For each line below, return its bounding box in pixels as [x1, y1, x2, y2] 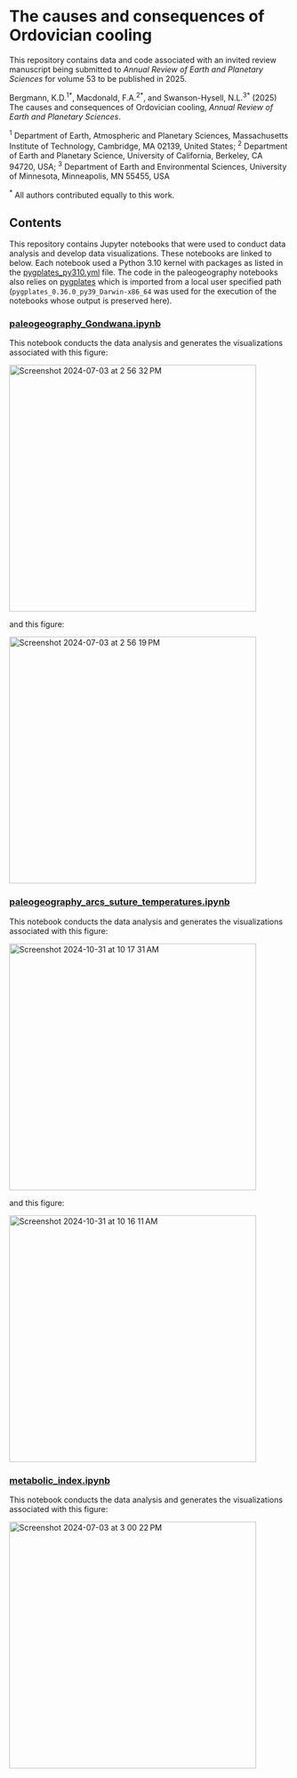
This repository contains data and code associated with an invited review [9, 54, 277, 65]
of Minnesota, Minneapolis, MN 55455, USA [9, 171, 171, 181]
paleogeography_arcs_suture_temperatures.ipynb [9, 896, 230, 908]
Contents [9, 215, 62, 230]
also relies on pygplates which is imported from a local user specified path [9, 277, 282, 287]
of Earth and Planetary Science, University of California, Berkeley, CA [9, 149, 263, 161]
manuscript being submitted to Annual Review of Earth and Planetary [9, 64, 264, 75]
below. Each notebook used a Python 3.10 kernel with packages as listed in [9, 258, 284, 269]
